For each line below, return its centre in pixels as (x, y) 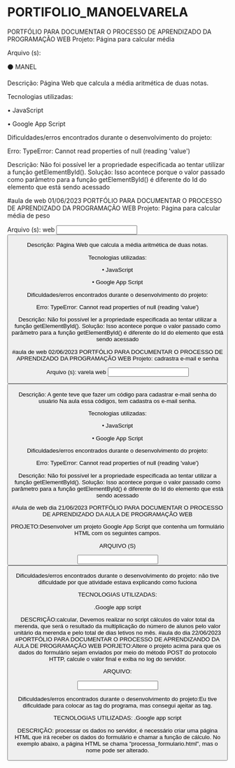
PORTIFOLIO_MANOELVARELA (98, 12)
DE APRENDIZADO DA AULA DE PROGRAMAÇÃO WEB (117, 514)
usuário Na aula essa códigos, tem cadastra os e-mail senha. (117, 401)
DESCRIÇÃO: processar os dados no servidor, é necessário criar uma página (117, 730)
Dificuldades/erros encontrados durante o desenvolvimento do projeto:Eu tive (117, 699)
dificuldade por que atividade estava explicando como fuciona (117, 582)
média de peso (29, 216)
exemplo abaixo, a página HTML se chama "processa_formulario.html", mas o (117, 744)
